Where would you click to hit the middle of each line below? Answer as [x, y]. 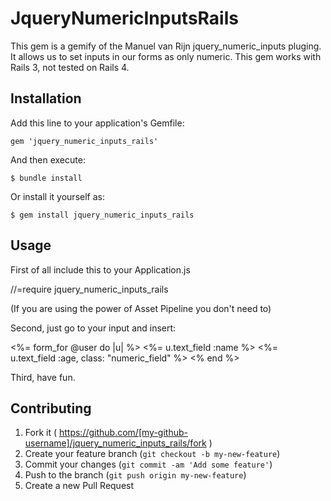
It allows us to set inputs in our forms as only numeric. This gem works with [166, 56]
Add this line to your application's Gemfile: [97, 123]
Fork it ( [41, 433]
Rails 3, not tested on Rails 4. [70, 67]
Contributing [51, 408]
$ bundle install [46, 178]
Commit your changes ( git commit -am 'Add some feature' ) [148, 464]
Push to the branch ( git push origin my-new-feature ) [135, 475]
